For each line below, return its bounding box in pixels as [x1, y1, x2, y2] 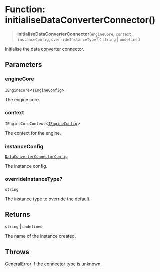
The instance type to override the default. [5, 196, 91, 202]
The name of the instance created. [5, 233, 76, 239]
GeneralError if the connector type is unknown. [5, 261, 102, 267]
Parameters [5, 60, 42, 69]
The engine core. [5, 96, 40, 102]
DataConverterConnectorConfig [5, 154, 68, 159]
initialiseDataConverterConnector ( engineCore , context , [17, 31, 133, 37]
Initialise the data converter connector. [5, 46, 85, 52]
